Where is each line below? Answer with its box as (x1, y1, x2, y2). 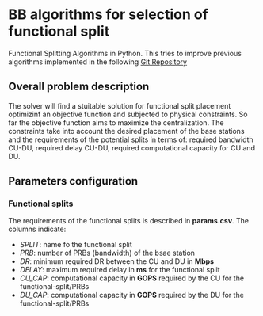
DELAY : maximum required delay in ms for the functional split (19, 265, 220, 275)
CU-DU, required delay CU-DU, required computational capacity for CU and (8, 143, 256, 152)
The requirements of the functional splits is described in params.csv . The (8, 216, 250, 226)
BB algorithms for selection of (8, 6, 208, 24)
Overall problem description (8, 80, 150, 93)
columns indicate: (8, 224, 67, 234)
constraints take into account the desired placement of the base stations (8, 126, 245, 135)
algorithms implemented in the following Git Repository (8, 57, 188, 67)
